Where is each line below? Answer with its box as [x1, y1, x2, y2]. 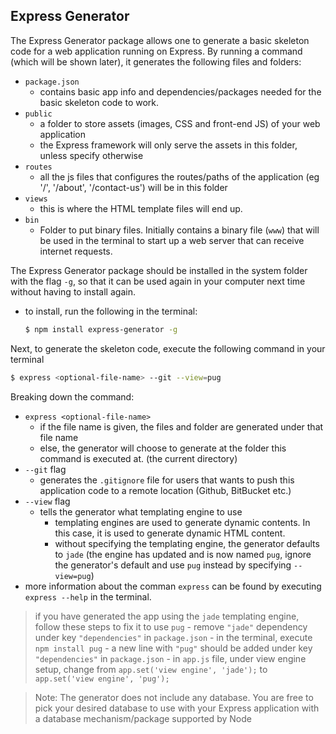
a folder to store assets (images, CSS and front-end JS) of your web [39, 117, 321, 129]
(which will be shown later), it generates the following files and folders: [10, 55, 302, 68]
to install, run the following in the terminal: [24, 305, 198, 317]
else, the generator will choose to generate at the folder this [39, 442, 287, 454]
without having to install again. [10, 285, 136, 298]
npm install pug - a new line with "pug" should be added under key [34, 642, 313, 654]
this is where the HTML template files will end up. [39, 202, 243, 214]
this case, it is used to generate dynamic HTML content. [54, 527, 286, 539]
